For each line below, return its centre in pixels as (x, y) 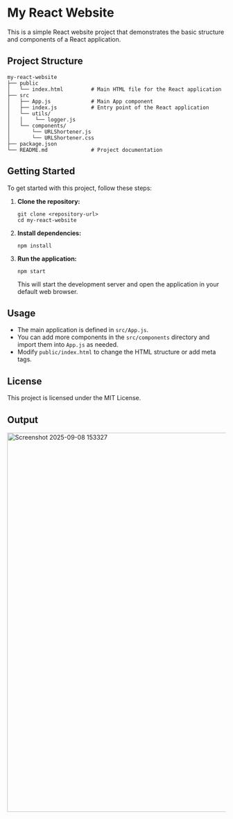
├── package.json (32, 144)
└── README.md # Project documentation (85, 150)
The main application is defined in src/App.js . (83, 330)
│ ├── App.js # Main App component (80, 101)
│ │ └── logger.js (42, 119)
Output (23, 420)
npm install (34, 245)
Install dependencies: (49, 233)
